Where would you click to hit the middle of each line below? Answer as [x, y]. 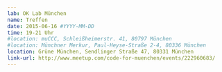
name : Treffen [28, 20]
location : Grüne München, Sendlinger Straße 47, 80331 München [101, 52]
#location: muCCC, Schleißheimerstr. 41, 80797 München [89, 39]
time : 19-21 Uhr [31, 33]
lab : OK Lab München [37, 13]
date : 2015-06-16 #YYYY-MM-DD [51, 26]
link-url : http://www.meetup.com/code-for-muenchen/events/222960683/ [111, 58]
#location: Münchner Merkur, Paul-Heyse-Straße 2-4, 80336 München [107, 45]
